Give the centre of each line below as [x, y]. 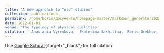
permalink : [16, 18]
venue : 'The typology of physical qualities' [52, 27]
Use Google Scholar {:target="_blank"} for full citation [59, 46]
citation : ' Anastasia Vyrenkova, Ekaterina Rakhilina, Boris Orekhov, [82, 32]
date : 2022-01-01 [23, 23]
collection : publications [31, 14]
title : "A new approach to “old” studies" [49, 9]
